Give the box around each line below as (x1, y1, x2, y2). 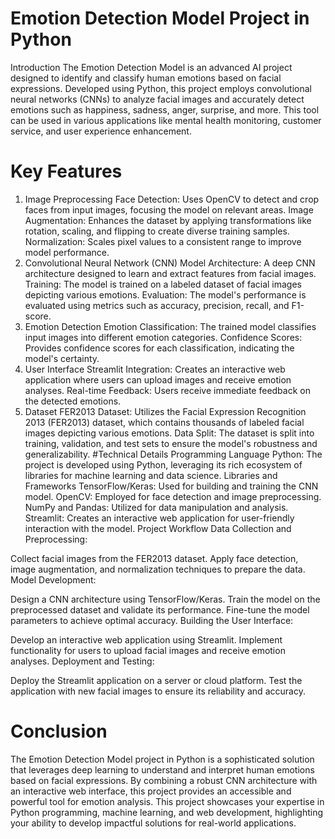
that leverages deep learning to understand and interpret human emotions (10, 763, 315, 776)
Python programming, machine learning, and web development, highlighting (10, 806, 323, 818)
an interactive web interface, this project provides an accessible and (10, 785, 292, 797)
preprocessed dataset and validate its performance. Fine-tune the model (10, 603, 310, 616)
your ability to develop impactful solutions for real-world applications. (10, 817, 297, 829)
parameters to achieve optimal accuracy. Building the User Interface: (10, 614, 294, 626)
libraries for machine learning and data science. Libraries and (24, 469, 278, 481)
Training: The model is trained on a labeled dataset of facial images (24, 278, 302, 290)
